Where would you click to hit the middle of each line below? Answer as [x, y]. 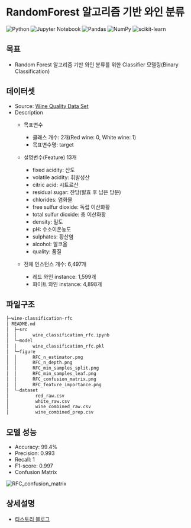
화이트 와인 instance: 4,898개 [67, 284]
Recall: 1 [25, 459]
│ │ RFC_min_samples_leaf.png [51, 374]
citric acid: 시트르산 [55, 185]
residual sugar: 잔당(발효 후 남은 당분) [77, 192]
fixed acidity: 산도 [54, 170]
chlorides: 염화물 [52, 199]
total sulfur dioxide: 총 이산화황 [69, 214]
